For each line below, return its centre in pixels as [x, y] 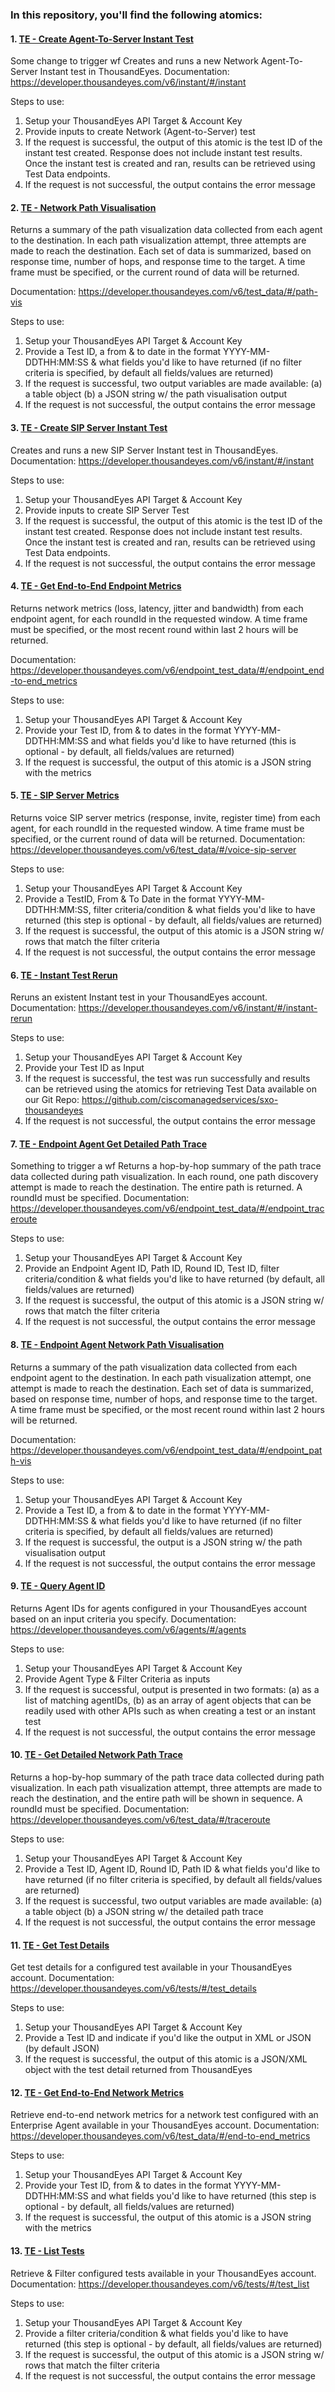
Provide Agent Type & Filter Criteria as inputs [117, 1679]
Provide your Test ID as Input [84, 1068]
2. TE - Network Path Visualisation [83, 207]
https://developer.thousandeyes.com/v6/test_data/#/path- [198, 292]
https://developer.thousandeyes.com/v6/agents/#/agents [128, 1629]
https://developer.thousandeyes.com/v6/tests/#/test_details [133, 1989]
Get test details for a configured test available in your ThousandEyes [151, 1967]
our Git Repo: [52, 1100]
